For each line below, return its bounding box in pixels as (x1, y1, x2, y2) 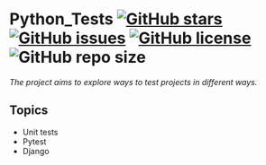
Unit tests (22, 126, 59, 137)
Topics (9, 103, 49, 118)
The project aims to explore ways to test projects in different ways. (9, 76, 258, 87)
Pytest (22, 135, 47, 147)
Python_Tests (9, 9, 115, 30)
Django (22, 145, 50, 156)
